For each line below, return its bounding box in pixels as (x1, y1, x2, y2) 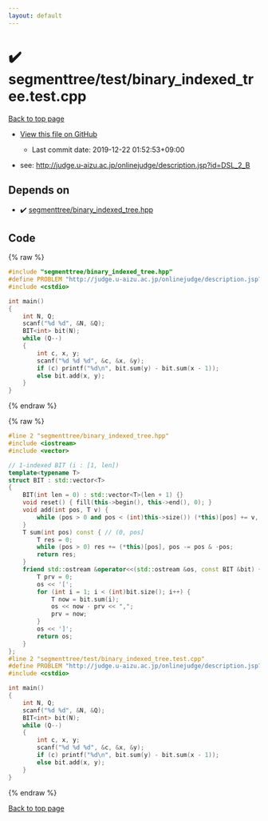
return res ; (37, 551, 77, 559)
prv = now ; (50, 610, 88, 619)
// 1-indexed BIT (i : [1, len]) (8, 461, 120, 469)
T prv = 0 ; (37, 573, 73, 581)
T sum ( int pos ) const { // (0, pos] (22, 528, 145, 536)
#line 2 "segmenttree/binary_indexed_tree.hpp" (8, 432, 170, 440)
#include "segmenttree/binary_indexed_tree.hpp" (8, 268, 173, 276)
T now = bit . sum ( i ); (50, 595, 120, 603)
